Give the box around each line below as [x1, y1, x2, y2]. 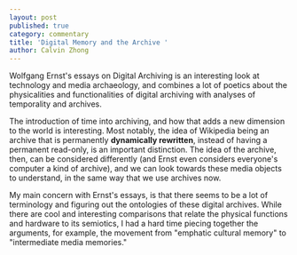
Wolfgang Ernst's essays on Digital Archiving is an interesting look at [9, 70, 260, 81]
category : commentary [9, 29, 90, 38]
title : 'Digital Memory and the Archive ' [9, 37, 168, 47]
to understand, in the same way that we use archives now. [9, 172, 222, 183]
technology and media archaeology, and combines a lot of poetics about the [9, 80, 288, 91]
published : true [9, 21, 69, 30]
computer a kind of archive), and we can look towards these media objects [9, 163, 282, 174]
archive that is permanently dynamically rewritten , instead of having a [9, 135, 268, 146]
